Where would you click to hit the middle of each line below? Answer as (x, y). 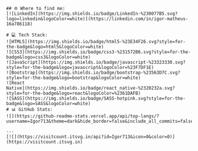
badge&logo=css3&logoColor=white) (49, 57)
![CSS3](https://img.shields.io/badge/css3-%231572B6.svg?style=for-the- (99, 52)
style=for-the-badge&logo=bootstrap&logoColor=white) (74, 78)
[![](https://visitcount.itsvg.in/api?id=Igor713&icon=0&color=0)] (91, 137)
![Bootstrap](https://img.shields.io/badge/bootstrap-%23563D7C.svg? (93, 73)
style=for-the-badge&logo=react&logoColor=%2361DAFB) (74, 93)
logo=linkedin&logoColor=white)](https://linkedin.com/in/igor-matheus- (97, 19)
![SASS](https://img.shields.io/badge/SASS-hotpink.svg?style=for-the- (96, 99)
